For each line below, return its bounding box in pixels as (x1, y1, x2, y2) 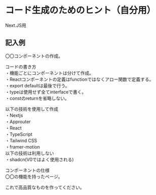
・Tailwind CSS (5, 137, 37, 143)
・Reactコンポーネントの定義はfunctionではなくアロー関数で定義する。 (5, 76, 154, 82)
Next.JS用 (5, 22, 26, 28)
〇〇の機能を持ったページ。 (5, 173, 63, 179)
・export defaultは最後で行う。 (5, 82, 70, 88)
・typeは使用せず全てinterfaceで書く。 (5, 89, 87, 95)
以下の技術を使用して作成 (5, 106, 59, 112)
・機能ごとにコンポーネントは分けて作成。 (5, 70, 94, 76)
